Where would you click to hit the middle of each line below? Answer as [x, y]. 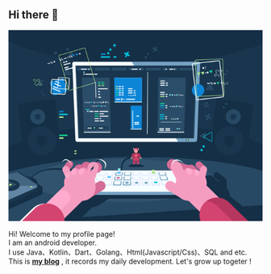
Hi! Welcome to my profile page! [62, 234]
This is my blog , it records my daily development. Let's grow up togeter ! [130, 261]
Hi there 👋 [33, 15]
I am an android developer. [53, 242]
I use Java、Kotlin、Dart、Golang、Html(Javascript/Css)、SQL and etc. [128, 252]
